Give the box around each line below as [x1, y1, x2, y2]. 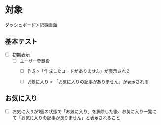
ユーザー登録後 [19, 58, 50, 63]
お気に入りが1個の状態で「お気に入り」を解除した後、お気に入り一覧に [12, 108, 157, 114]
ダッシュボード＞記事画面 [5, 22, 57, 28]
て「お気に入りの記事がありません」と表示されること [12, 114, 121, 121]
